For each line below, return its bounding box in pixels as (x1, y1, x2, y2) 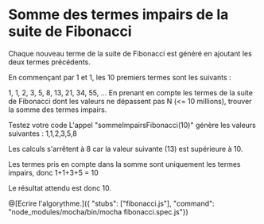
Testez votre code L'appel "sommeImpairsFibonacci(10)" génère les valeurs (8, 120, 257, 129)
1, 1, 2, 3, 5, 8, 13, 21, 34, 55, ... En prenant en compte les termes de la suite (8, 87, 253, 97)
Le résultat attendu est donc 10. (8, 183, 112, 192)
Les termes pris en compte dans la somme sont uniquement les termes (8, 159, 241, 168)
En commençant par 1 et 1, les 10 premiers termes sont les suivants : (8, 72, 232, 82)
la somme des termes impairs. (8, 105, 107, 114)
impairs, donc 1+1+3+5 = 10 (8, 168, 99, 177)
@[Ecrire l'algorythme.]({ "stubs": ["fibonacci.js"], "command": (8, 199, 215, 208)
